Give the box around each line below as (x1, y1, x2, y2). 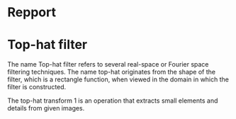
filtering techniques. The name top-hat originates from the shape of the (7, 68, 216, 76)
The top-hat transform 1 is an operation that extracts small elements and (7, 96, 218, 105)
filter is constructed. (7, 83, 67, 91)
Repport (7, 4, 57, 21)
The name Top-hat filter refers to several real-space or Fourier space (7, 60, 209, 69)
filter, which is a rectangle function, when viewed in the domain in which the (7, 75, 229, 84)
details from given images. (7, 104, 85, 113)
